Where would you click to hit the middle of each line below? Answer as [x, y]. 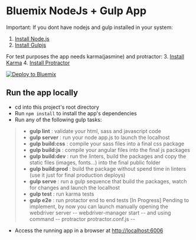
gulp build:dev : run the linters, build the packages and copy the [108, 156]
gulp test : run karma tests [62, 194]
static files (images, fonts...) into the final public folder [95, 162]
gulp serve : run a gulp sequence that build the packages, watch [108, 181]
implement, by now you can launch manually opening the [99, 206]
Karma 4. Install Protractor [38, 63]
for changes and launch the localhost [74, 187]
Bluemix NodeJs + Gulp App [76, 11]
